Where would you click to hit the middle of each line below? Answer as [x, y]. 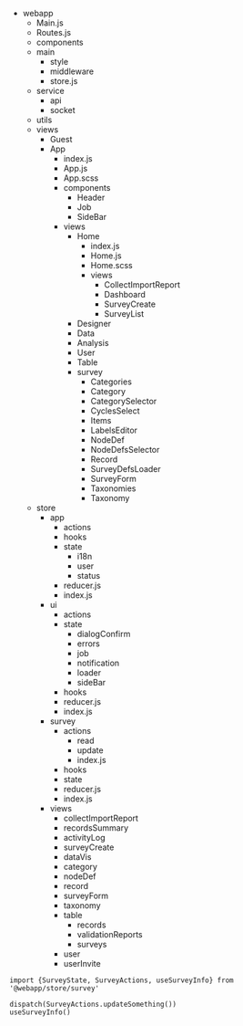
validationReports [110, 934]
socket [62, 110]
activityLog [84, 838]
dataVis [77, 857]
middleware [72, 71]
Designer [94, 324]
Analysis [93, 343]
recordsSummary [96, 828]
